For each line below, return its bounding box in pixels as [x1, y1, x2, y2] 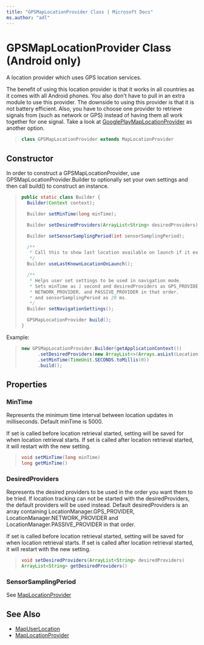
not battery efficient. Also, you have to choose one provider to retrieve [6, 105, 182, 113]
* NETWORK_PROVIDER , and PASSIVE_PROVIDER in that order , [29, 289, 180, 295]
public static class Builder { [21, 194, 101, 201]
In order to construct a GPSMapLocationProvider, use [6, 169, 140, 177]
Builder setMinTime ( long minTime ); [27, 211, 117, 217]
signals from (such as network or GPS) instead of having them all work [6, 112, 183, 119]
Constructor [6, 153, 53, 163]
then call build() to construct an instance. [6, 182, 109, 190]
